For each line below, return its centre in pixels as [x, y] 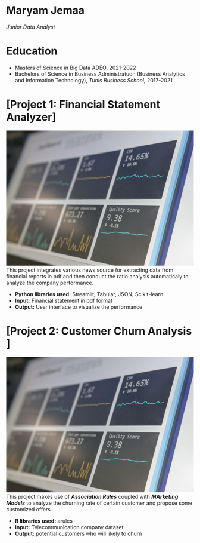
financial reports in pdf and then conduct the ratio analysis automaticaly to [97, 277]
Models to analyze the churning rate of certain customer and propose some [99, 503]
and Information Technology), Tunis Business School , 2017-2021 [93, 80]
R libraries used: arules [44, 521]
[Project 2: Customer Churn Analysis [99, 331]
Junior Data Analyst [31, 27]
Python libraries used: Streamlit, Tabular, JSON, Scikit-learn [89, 294]
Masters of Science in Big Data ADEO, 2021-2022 [75, 68]
